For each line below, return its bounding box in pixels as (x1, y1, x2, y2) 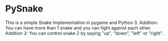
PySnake (5, 3, 44, 14)
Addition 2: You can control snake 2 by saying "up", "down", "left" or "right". (5, 30, 163, 36)
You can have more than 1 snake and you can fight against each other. (5, 24, 152, 30)
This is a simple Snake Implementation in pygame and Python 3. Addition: (5, 19, 158, 25)
